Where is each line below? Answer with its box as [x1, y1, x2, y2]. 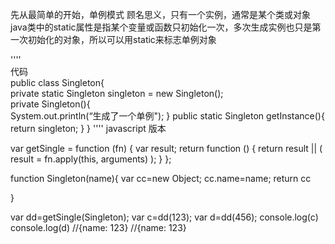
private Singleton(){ [10, 98, 91, 110]
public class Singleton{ [10, 77, 105, 88]
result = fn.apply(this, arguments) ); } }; [10, 153, 172, 165]
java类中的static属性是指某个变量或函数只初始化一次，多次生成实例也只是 [10, 21, 313, 33]
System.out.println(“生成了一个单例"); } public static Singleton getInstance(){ [10, 110, 325, 122]
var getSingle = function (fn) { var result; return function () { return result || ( [10, 143, 323, 154]
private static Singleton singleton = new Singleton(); [10, 88, 224, 99]
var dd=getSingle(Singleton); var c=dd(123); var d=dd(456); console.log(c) [10, 211, 319, 223]
